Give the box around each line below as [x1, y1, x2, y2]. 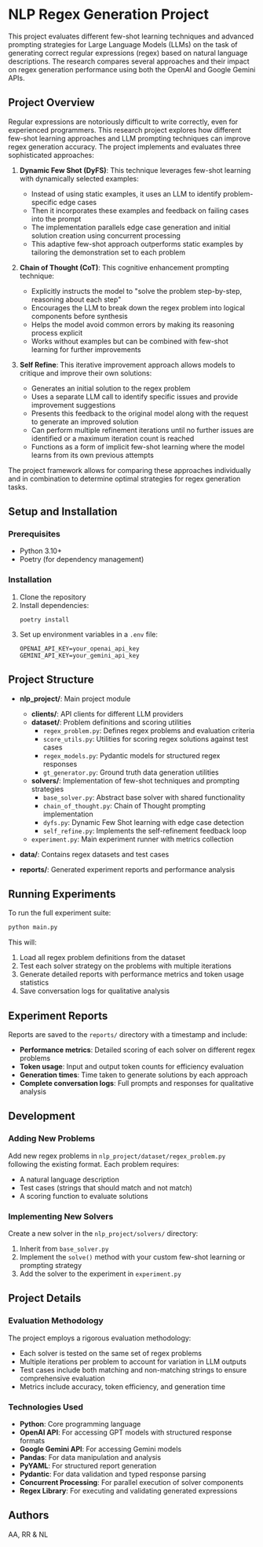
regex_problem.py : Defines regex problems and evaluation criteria [42, 725, 255, 735]
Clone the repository [19, 592, 86, 602]
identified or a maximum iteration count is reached [31, 434, 195, 443]
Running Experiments [8, 887, 116, 900]
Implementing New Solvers [8, 1211, 114, 1222]
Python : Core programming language [19, 1420, 141, 1429]
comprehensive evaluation [19, 1373, 106, 1383]
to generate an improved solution [31, 416, 139, 426]
